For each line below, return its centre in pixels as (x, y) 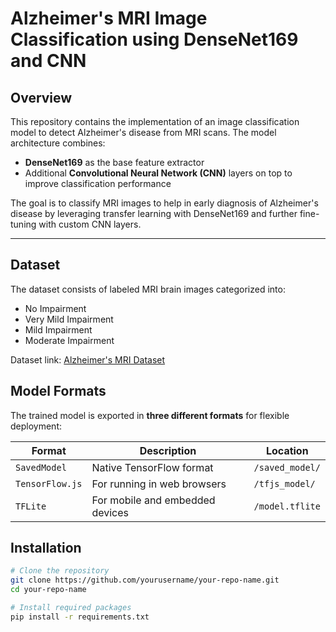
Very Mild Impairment (69, 319)
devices (110, 512)
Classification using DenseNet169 (154, 39)
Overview (41, 97)
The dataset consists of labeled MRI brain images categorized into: (148, 289)
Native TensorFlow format (152, 467)
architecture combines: (58, 143)
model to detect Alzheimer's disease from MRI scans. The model (143, 132)
